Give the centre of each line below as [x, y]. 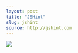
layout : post [22, 11]
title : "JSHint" [26, 17]
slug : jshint [22, 22]
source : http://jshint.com [39, 28]
